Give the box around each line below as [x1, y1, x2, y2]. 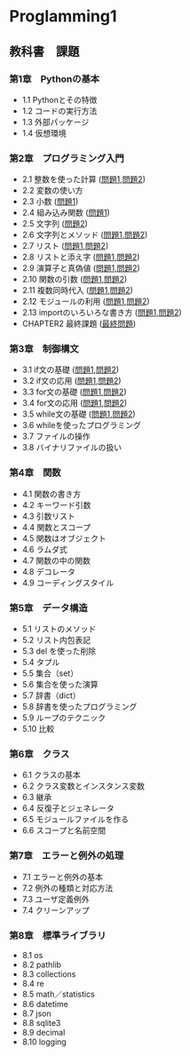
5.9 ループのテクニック [21, 712, 107, 723]
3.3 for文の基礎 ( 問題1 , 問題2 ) [21, 386, 127, 397]
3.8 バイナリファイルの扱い [21, 442, 123, 453]
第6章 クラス [9, 748, 70, 760]
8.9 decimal [21, 1027, 66, 1037]
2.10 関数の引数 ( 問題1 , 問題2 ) [21, 274, 128, 285]
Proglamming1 [9, 6, 117, 27]
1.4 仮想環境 [21, 127, 67, 139]
